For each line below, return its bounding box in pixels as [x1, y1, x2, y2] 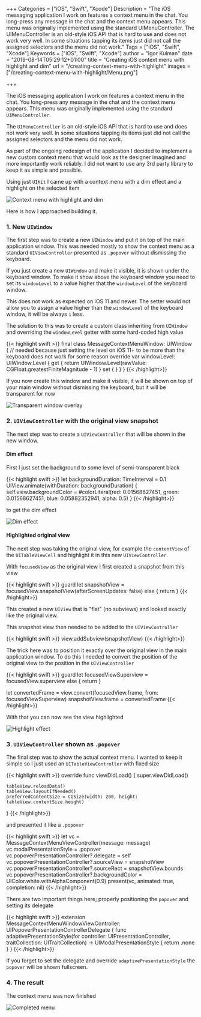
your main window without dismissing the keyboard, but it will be [6, 384, 166, 391]
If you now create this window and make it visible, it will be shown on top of [6, 378, 193, 385]
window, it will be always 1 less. [6, 310, 85, 318]
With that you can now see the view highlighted [6, 714, 124, 720]
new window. [6, 436, 39, 444]
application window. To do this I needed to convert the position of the [6, 653, 178, 660]
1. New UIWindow [6, 222, 53, 231]
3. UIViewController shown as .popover [6, 740, 121, 748]
